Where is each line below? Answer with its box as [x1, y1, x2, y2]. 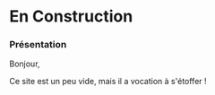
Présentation [9, 39, 67, 51]
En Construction [9, 6, 133, 27]
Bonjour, [9, 58, 40, 69]
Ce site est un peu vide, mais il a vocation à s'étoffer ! [9, 76, 208, 87]
